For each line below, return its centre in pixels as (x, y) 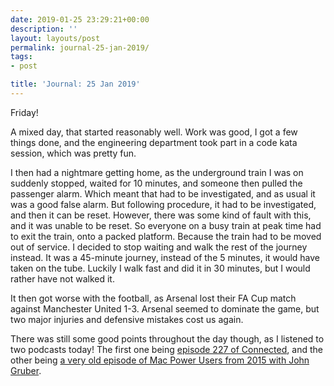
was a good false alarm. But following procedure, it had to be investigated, (163, 204)
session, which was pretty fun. (73, 153)
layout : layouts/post (55, 38)
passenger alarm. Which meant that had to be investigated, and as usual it (163, 193)
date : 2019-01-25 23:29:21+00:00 (80, 19)
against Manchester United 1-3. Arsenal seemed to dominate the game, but (165, 308)
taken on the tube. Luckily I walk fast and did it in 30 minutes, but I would (160, 268)
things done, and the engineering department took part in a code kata (154, 142)
